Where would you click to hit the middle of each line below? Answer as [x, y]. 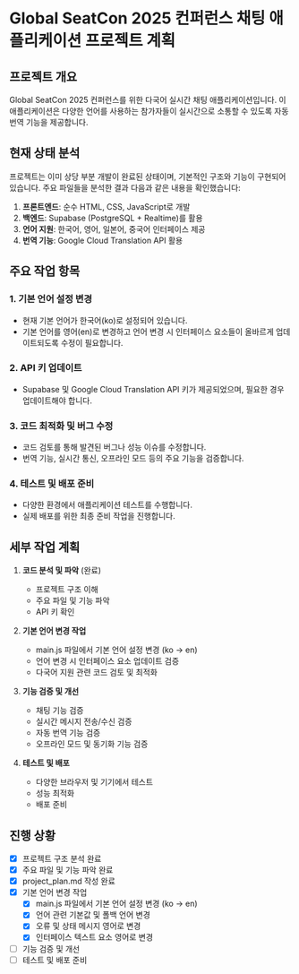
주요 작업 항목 [45, 271]
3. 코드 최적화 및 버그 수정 [61, 426]
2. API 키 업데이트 [46, 368]
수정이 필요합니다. [92, 342]
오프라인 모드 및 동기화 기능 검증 [92, 744]
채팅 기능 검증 [60, 711]
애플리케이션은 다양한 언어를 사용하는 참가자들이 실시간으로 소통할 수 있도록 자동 [149, 111]
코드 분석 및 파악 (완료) [61, 571]
